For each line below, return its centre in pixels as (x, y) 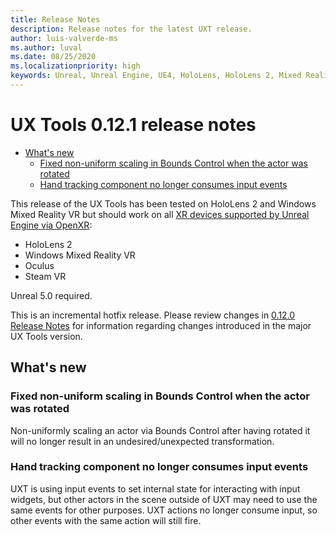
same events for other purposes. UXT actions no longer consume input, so (164, 510)
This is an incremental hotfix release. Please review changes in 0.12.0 (153, 315)
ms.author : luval (46, 47)
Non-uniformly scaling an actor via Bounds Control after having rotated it (160, 430)
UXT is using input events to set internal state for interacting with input (155, 488)
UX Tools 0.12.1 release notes (133, 125)
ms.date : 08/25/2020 (53, 57)
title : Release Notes (55, 19)
